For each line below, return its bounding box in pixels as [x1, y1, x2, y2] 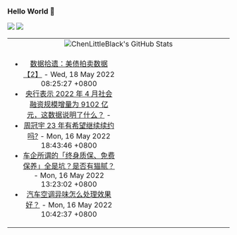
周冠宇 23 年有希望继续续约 [23, 121, 115, 131]
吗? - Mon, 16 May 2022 [27, 131, 111, 141]
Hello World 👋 [7, 6, 55, 16]
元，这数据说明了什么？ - [27, 110, 111, 120]
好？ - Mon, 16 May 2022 [25, 200, 113, 210]
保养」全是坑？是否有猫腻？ [23, 162, 115, 171]
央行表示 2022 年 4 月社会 [25, 89, 113, 99]
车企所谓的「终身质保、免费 [23, 151, 115, 161]
